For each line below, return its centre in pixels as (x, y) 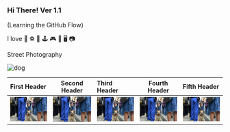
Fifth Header (201, 87)
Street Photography (35, 55)
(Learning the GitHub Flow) (46, 25)
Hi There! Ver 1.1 (34, 10)
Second (72, 83)
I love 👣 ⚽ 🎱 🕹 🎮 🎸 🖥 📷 (41, 39)
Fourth (158, 83)
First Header (28, 87)
